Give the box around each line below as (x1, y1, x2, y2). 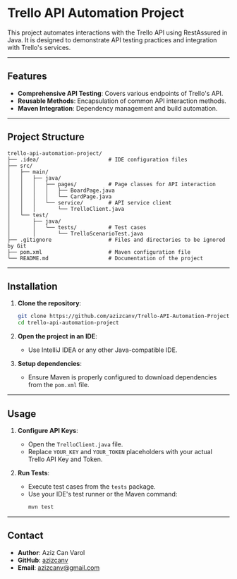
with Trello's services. (7, 43, 71, 51)
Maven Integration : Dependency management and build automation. (17, 104, 218, 112)
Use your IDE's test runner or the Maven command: (28, 489, 178, 498)
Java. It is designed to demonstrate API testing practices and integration (7, 35, 217, 44)
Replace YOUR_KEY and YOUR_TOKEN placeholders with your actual (28, 447, 213, 456)
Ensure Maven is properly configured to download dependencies (28, 373, 217, 382)
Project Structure (7, 131, 85, 143)
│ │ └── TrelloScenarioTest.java (7, 230, 143, 237)
